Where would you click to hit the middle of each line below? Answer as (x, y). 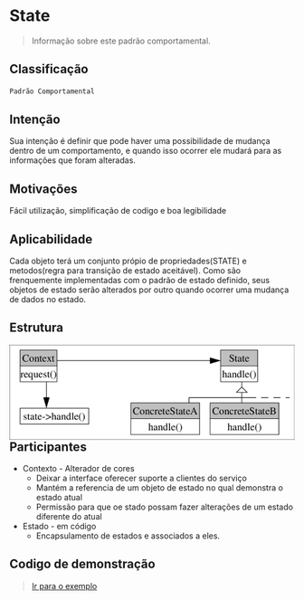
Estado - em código (59, 527)
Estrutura (37, 328)
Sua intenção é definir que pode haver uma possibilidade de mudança (140, 141)
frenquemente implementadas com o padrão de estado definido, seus (139, 281)
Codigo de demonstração (82, 564)
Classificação (49, 69)
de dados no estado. (48, 300)
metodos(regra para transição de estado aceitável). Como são (125, 271)
